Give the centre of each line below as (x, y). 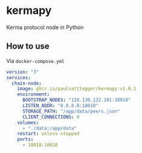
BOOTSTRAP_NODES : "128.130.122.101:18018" (76, 100)
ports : (25, 140)
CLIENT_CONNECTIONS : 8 (51, 117)
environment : (34, 94)
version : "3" (23, 72)
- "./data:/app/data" (50, 128)
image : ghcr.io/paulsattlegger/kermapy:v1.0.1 (77, 89)
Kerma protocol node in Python (45, 27)
